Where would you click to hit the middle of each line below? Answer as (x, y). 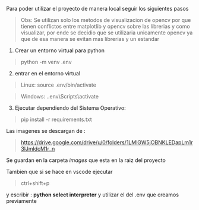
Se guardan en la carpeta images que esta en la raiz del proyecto (86, 160)
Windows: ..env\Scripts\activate (60, 96)
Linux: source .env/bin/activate (59, 85)
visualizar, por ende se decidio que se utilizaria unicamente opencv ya (107, 33)
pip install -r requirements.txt (56, 119)
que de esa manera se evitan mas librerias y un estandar (90, 39)
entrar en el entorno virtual (48, 73)
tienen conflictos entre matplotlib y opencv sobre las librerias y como (105, 26)
